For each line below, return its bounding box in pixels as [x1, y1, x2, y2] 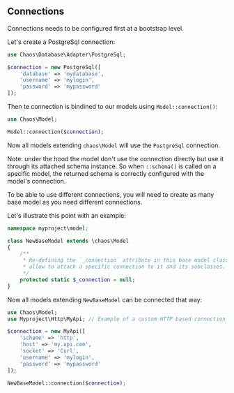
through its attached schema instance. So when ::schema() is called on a [7, 162, 217, 170]
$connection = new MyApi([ [7, 328, 86, 335]
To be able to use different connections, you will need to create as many [7, 190, 214, 198]
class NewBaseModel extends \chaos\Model [7, 237, 130, 244]
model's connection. [7, 177, 66, 185]
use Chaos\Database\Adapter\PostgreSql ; [7, 51, 127, 58]
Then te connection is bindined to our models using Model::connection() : [7, 103, 218, 111]
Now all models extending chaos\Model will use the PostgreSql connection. [7, 141, 221, 149]
